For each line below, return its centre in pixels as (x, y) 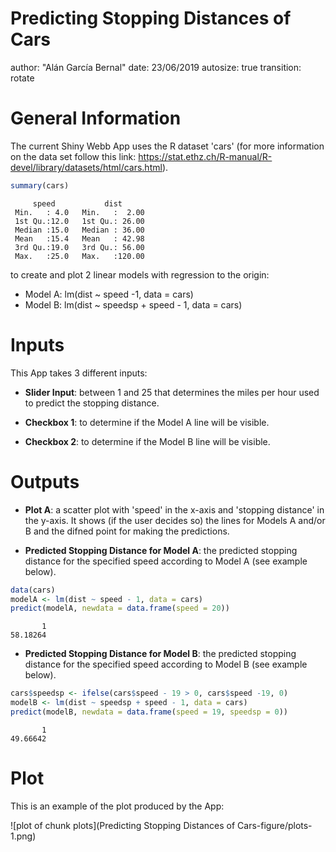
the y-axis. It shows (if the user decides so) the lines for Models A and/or (175, 520)
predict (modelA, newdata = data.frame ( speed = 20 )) (120, 608)
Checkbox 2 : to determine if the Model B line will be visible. (147, 441)
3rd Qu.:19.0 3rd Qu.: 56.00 (79, 247)
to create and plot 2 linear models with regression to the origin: (140, 274)
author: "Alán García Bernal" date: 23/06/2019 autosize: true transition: (156, 67)
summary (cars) (40, 185)
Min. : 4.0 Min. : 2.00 (79, 212)
